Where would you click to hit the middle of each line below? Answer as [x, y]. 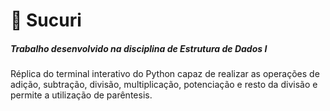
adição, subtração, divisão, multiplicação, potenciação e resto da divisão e [164, 85]
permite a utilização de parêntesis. [81, 95]
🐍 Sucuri [46, 20]
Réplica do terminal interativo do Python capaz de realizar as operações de [165, 74]
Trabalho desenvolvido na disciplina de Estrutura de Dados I [139, 48]
